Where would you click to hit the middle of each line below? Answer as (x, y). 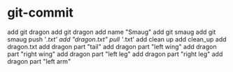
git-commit (40, 13)
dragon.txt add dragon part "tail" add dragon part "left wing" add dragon (112, 46)
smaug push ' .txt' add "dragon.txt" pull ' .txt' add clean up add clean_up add (117, 39)
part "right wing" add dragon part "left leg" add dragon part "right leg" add (115, 54)
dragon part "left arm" (39, 61)
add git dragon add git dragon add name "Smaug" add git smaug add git (112, 32)
